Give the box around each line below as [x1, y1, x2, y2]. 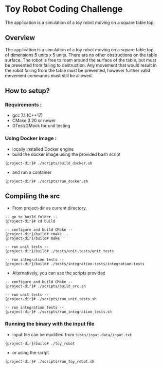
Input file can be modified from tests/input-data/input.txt [12, 331, 132, 337]
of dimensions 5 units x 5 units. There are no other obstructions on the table [5, 52, 157, 58]
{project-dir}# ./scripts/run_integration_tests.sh [5, 309, 112, 314]
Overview [5, 34, 36, 42]
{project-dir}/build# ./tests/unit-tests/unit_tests [5, 248, 114, 253]
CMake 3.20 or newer [12, 118, 56, 123]
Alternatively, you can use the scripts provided [12, 270, 106, 276]
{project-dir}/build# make [5, 236, 60, 241]
